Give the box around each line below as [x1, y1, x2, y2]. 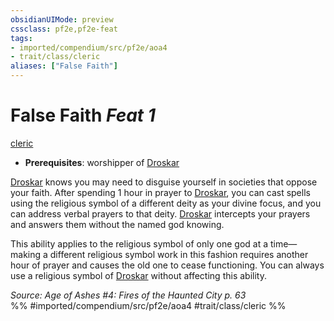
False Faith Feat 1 [10, 104, 156, 127]
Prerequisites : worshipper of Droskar [24, 156, 180, 168]
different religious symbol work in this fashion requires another [49, 248, 309, 260]
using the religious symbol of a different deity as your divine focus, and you [10, 197, 322, 209]
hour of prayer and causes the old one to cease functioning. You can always [10, 259, 325, 271]
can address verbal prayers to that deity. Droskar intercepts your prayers [10, 207, 311, 220]
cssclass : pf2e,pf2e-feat [10, 24, 118, 34]
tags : [10, 33, 33, 43]
